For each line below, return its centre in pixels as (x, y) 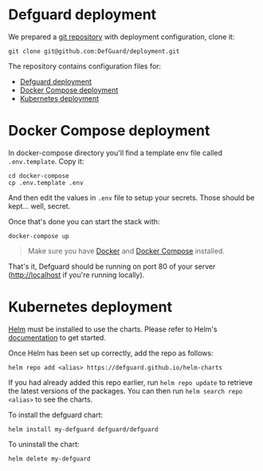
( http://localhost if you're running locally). (77, 275)
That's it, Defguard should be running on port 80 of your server (112, 266)
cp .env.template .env (46, 183)
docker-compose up (39, 236)
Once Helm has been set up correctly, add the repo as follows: (111, 353)
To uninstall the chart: (44, 444)
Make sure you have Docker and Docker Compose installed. (126, 251)
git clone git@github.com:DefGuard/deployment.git (94, 51)
